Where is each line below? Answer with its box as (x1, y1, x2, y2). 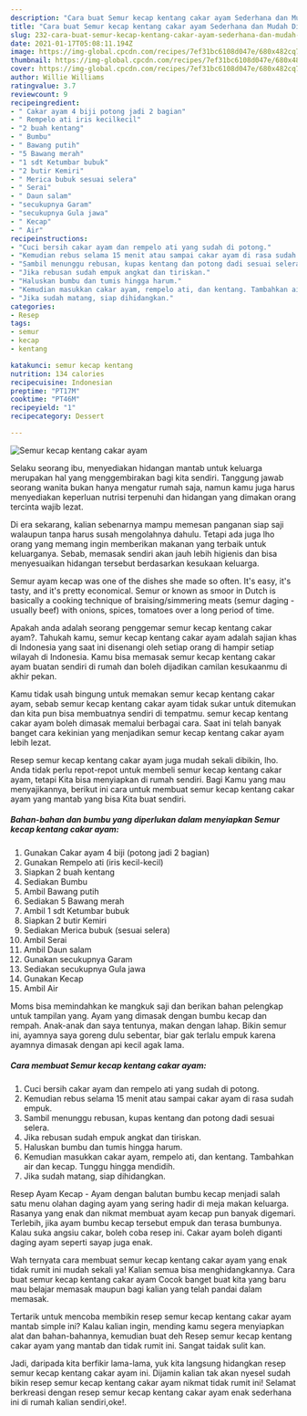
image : (10, 47, 36, 57)
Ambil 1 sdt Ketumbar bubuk (23, 905, 130, 916)
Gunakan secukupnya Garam (23, 953, 133, 964)
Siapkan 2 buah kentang (23, 866, 115, 877)
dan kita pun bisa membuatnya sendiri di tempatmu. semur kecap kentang (10, 708, 289, 718)
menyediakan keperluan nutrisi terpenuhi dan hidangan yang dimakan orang (10, 491, 297, 502)
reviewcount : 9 (10, 89, 68, 99)
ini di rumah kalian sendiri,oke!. (10, 1396, 127, 1407)
